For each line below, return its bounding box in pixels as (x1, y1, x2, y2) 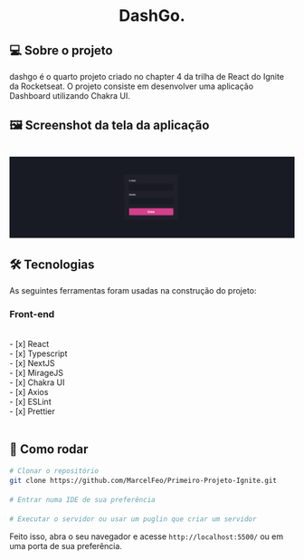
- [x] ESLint (9, 396, 52, 407)
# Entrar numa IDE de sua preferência (9, 496, 156, 505)
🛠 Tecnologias (9, 256, 95, 272)
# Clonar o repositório (9, 467, 100, 476)
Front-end (9, 308, 55, 321)
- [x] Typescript (9, 348, 68, 359)
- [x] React (9, 338, 50, 349)
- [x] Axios (9, 386, 49, 397)
